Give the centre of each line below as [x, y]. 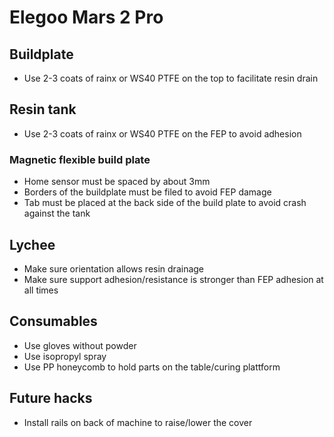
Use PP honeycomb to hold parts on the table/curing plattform [152, 367]
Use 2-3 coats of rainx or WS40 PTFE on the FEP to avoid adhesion [162, 133]
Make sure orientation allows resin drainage [114, 268]
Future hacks [51, 398]
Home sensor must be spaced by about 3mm [117, 182]
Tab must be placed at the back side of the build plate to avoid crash [165, 203]
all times [41, 290]
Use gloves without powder [80, 345]
